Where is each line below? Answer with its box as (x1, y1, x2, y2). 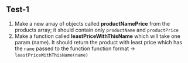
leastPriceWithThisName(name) (14, 52, 89, 58)
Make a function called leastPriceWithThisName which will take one (14, 32, 180, 40)
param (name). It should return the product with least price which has (14, 38, 183, 45)
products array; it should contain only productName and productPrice (14, 26, 179, 33)
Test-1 (6, 5, 29, 15)
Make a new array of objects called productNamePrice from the (14, 20, 170, 27)
